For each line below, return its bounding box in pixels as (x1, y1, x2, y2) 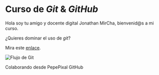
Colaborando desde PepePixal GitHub (5, 64, 84, 70)
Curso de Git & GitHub (5, 3, 98, 15)
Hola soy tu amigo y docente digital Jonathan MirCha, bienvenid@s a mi (5, 20, 154, 26)
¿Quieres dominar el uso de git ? (5, 35, 71, 41)
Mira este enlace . (5, 44, 41, 50)
